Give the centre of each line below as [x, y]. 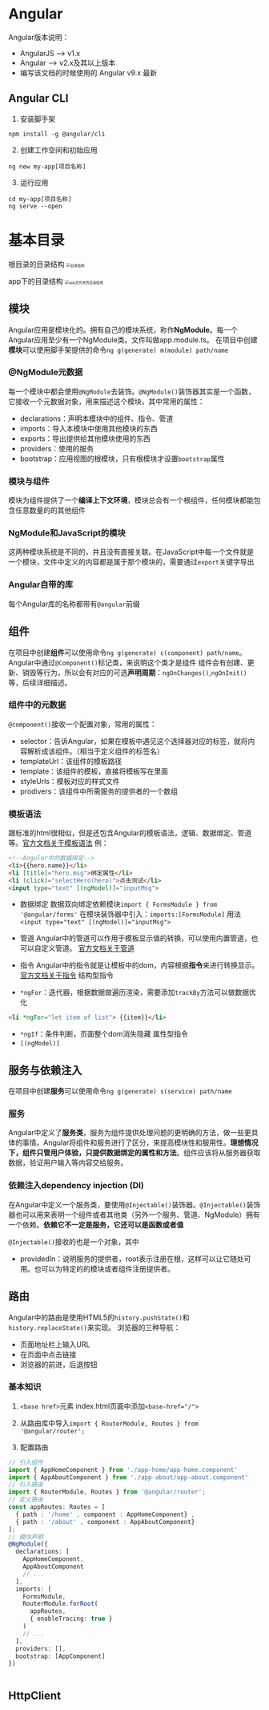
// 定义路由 [26, 1500]
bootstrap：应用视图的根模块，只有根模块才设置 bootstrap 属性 [122, 459]
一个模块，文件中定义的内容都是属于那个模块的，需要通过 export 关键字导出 [131, 562]
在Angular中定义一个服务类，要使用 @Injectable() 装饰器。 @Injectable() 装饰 [134, 1204]
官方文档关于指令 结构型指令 [66, 976]
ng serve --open [35, 206]
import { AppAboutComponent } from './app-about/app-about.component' [128, 1477]
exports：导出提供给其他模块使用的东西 [85, 439]
